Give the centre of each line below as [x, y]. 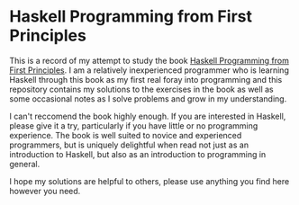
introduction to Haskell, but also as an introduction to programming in [138, 154]
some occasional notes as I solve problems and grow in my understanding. [148, 98]
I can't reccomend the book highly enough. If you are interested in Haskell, [148, 116]
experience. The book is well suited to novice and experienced [126, 135]
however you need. [45, 191]
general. [25, 164]
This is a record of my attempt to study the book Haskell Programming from [149, 60]
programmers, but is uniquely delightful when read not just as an [129, 145]
